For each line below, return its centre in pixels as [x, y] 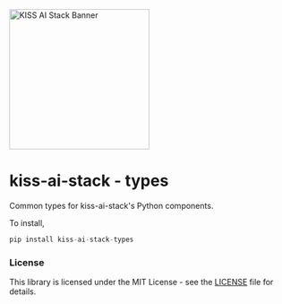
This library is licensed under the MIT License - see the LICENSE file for [141, 282]
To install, [27, 222]
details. [23, 291]
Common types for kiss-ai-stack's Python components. [111, 205]
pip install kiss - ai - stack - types [72, 239]
